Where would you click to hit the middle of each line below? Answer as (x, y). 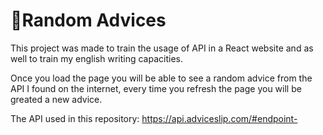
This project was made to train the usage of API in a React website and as (162, 48)
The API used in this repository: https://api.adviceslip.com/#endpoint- (154, 118)
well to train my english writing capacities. (96, 58)
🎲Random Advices (88, 20)
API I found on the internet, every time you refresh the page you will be (156, 88)
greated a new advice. (56, 99)
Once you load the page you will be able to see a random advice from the (161, 78)
